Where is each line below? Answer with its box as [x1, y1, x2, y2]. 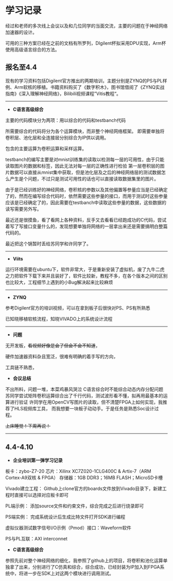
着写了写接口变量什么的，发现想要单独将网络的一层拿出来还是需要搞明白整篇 [5, 223, 168, 229]
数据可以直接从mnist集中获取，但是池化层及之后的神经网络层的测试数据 [9, 169, 161, 175]
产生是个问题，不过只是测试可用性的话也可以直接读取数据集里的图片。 [9, 175, 159, 181]
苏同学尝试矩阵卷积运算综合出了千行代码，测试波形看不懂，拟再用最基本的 [5, 392, 163, 398]
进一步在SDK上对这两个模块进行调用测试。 [23, 570, 114, 576]
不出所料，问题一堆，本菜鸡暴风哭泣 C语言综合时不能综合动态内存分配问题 [5, 386, 164, 392]
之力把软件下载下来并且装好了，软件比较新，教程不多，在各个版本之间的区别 [5, 273, 168, 279]
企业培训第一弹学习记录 [12, 457, 63, 463]
